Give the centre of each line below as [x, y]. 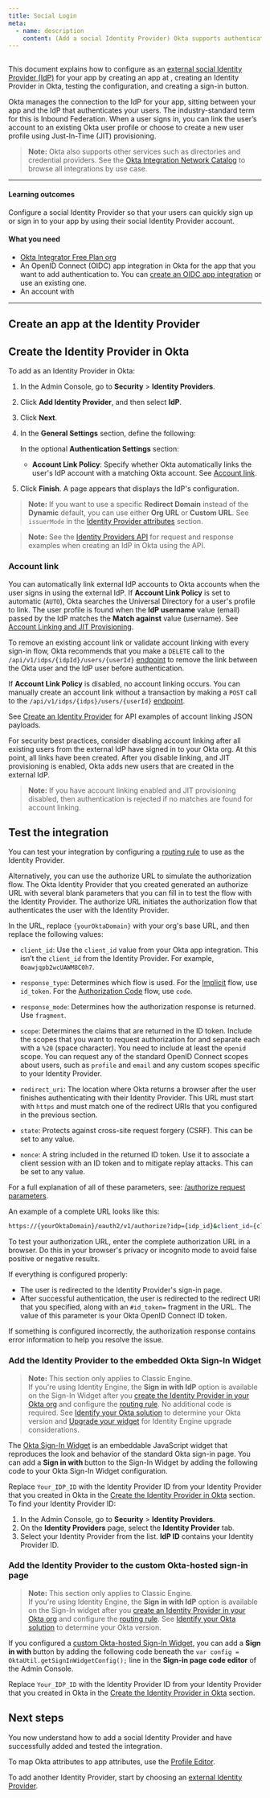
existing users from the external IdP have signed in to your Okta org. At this [133, 748]
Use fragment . [43, 1016]
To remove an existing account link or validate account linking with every [129, 642]
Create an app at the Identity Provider [104, 324]
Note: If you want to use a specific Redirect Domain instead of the [138, 505]
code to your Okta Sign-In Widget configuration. [88, 1470]
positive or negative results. [54, 1259]
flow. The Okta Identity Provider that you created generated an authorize [129, 885]
